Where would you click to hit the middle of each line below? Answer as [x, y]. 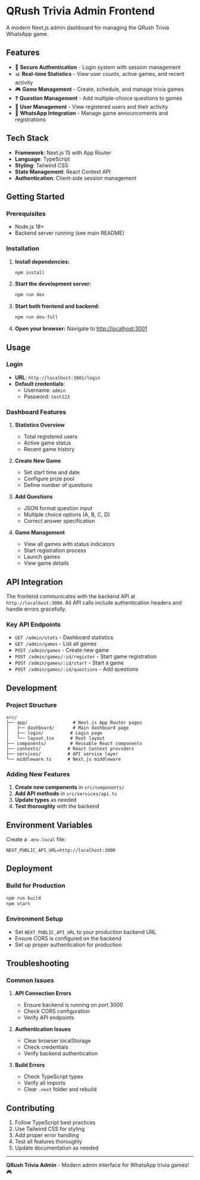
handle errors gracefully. [36, 609]
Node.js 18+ [29, 227]
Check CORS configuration [57, 1012]
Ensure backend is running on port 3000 [73, 1005]
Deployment [29, 868]
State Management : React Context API [63, 171]
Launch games [42, 557]
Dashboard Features [36, 412]
